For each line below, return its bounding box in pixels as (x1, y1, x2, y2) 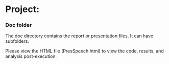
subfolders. (5, 38, 30, 44)
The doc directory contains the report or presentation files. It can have (5, 33, 154, 39)
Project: (5, 4, 40, 15)
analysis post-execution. (5, 53, 57, 59)
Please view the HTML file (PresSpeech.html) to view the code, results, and (5, 48, 164, 54)
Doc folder (5, 22, 32, 29)
